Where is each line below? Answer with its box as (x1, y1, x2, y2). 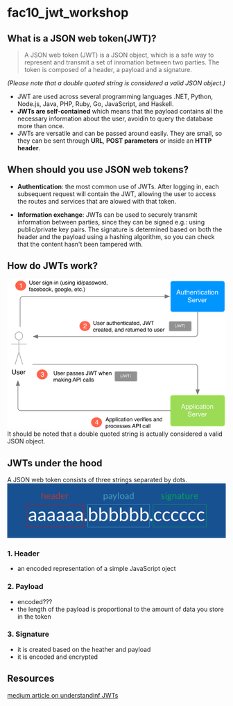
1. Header (7, 549, 40, 558)
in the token (17, 612, 51, 621)
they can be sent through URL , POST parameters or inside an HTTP (17, 136, 212, 145)
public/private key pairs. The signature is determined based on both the (17, 225, 223, 233)
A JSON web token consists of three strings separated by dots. (7, 475, 187, 484)
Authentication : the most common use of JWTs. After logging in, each (17, 182, 220, 191)
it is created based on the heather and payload (17, 645, 151, 653)
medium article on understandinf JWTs (7, 691, 119, 699)
